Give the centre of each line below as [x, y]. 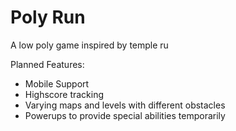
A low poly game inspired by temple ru [89, 45]
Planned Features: [47, 64]
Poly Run [48, 17]
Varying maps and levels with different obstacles [125, 105]
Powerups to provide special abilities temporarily [125, 115]
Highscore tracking [64, 94]
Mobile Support [57, 83]
